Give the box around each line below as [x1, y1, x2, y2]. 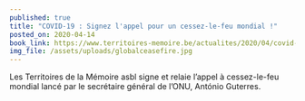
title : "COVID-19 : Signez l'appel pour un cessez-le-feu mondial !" [9, 22, 279, 31]
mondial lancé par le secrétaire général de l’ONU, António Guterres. [9, 81, 261, 92]
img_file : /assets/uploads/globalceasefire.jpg [9, 47, 193, 56]
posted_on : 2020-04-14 [9, 30, 95, 39]
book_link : [9, 38, 51, 48]
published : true [9, 13, 71, 23]
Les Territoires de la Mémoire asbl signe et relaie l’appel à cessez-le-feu [9, 71, 280, 82]
